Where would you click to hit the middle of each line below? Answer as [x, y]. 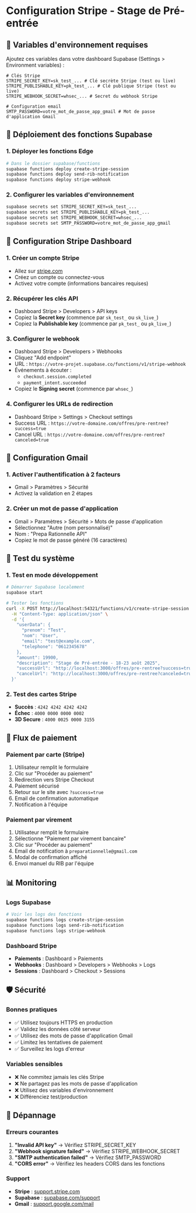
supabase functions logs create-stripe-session [65, 920]
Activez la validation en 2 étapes [53, 493]
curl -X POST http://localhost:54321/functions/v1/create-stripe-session [98, 609]
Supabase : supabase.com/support [57, 1197]
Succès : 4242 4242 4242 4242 [51, 707]
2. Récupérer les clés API [42, 298]
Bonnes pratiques [32, 1009]
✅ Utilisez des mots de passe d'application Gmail [73, 1035]
